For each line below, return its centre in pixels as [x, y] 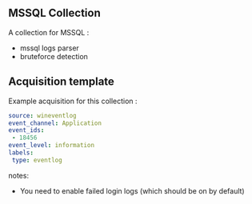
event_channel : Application [55, 123]
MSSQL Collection [55, 13]
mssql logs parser [50, 48]
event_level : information [51, 146]
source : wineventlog [43, 115]
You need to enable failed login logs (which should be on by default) [132, 190]
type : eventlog [37, 160]
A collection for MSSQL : [49, 32]
